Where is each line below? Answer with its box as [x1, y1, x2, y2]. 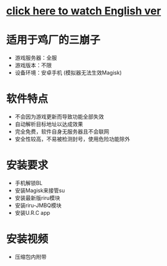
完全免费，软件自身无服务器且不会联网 [14, 128, 109, 135]
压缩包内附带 [14, 253, 47, 260]
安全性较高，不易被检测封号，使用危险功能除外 [14, 135, 130, 143]
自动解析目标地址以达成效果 [14, 120, 83, 128]
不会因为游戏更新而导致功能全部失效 [14, 113, 104, 120]
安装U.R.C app [14, 209, 51, 216]
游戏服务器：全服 [14, 54, 57, 61]
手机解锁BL [14, 180, 43, 186]
